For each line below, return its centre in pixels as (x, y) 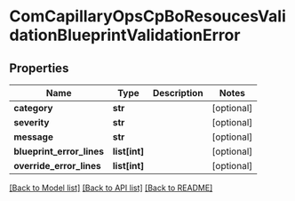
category (33, 108)
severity (32, 122)
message (33, 137)
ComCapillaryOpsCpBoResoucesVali (147, 16)
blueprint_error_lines (59, 151)
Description (178, 93)
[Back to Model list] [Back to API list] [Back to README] (111, 188)
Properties (39, 68)
